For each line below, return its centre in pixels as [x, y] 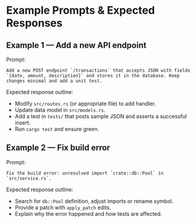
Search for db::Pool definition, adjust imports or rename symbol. [94, 201]
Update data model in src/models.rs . [60, 110]
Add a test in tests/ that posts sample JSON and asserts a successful [101, 116]
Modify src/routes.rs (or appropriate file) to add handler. [85, 103]
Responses [34, 23]
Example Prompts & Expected [80, 10]
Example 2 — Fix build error [58, 148]
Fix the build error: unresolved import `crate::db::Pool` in [85, 173]
